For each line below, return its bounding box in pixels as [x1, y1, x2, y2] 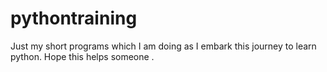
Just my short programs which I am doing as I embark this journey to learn [10, 40, 317, 52]
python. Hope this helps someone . [10, 50, 155, 62]
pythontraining [10, 7, 138, 30]
